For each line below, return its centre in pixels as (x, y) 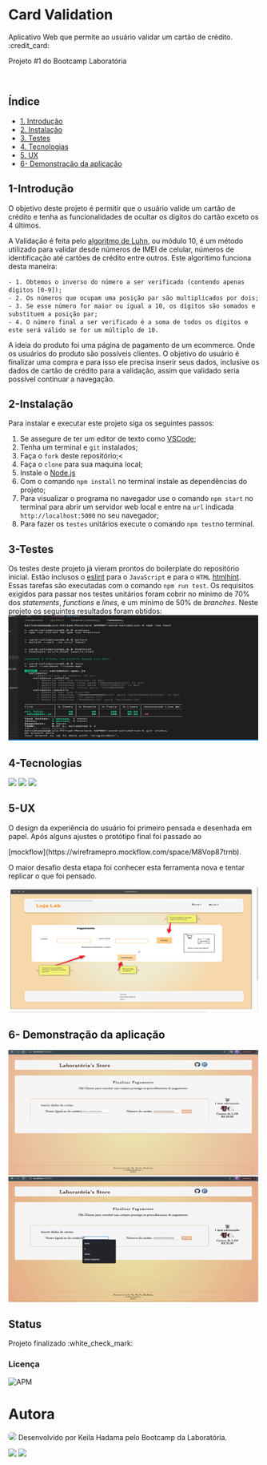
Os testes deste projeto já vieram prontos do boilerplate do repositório (124, 569)
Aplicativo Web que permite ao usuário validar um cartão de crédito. (121, 37)
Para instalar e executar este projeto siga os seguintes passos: (111, 423)
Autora (32, 1414)
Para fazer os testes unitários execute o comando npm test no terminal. (137, 524)
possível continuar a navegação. (62, 379)
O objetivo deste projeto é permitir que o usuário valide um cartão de (122, 208)
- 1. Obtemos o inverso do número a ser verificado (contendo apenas (127, 282)
